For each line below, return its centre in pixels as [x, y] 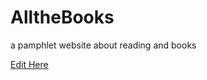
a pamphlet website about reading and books [103, 45]
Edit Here [29, 64]
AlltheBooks [62, 17]
